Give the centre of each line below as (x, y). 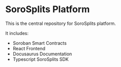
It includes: (17, 33)
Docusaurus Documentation (42, 54)
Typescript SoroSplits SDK (41, 59)
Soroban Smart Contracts (39, 43)
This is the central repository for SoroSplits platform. (61, 23)
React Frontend (29, 48)
